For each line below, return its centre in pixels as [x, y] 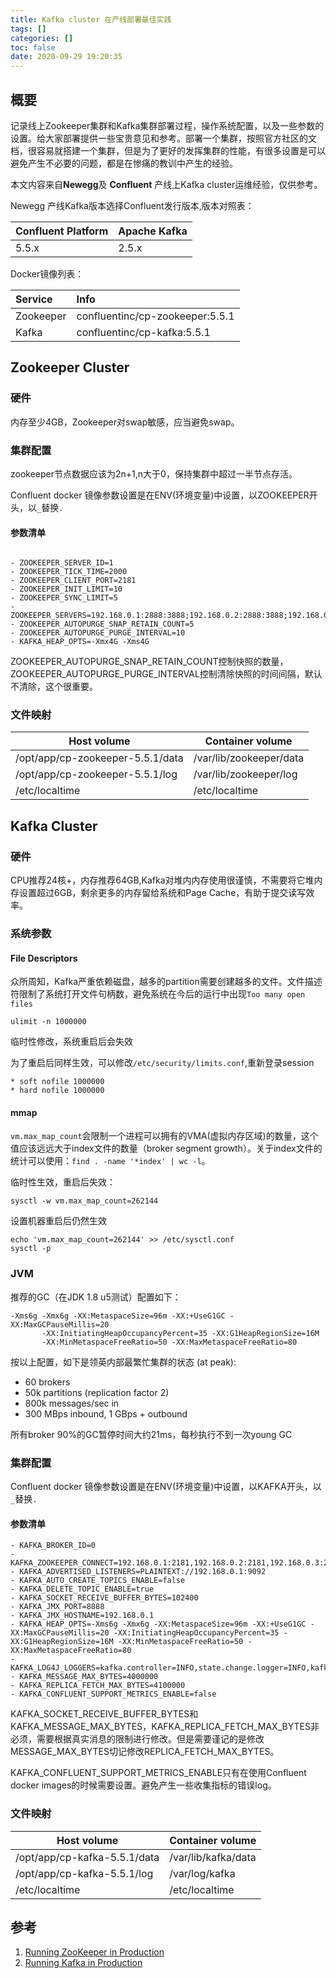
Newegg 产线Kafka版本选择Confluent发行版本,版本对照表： [132, 205]
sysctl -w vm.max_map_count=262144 [84, 1201]
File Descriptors [44, 958]
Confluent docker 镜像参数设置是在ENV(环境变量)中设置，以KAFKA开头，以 [166, 1487]
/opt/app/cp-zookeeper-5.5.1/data [99, 758]
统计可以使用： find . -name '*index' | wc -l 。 [110, 1161]
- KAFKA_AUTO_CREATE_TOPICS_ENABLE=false [98, 1581]
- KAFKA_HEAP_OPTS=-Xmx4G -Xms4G [80, 642]
